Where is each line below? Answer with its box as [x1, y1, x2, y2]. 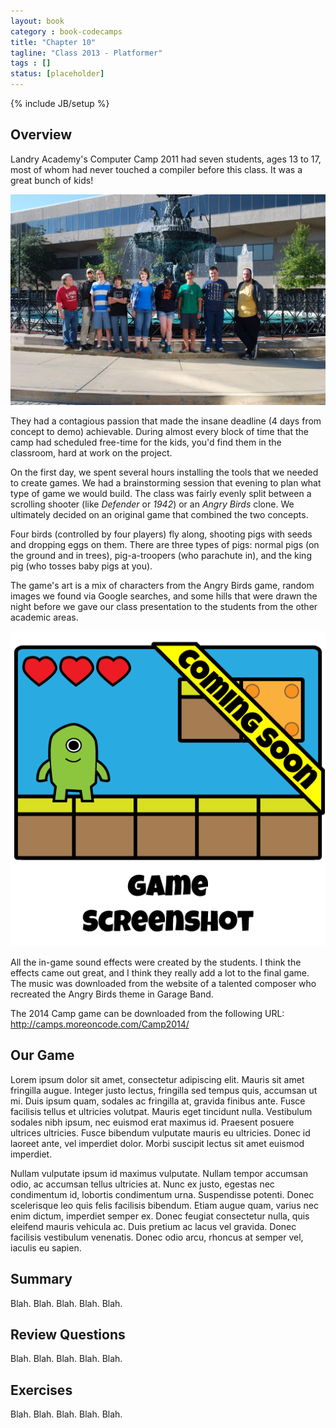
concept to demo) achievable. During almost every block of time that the [10, 425, 309, 437]
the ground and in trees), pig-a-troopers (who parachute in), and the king [10, 549, 312, 561]
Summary [10, 1271, 73, 1288]
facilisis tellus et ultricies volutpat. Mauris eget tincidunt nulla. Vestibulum [10, 1105, 313, 1117]
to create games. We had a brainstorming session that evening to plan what [10, 476, 322, 489]
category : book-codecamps [10, 26, 123, 37]
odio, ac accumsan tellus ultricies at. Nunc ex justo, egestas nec [10, 1178, 275, 1190]
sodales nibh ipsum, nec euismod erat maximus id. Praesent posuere [10, 1116, 295, 1128]
